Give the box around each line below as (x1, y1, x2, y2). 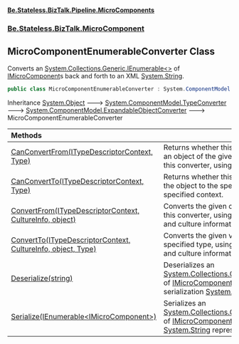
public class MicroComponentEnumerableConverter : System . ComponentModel (7, 85, 231, 93)
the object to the (163, 181, 218, 191)
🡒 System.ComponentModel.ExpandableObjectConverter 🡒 (7, 106, 206, 115)
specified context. (163, 189, 224, 199)
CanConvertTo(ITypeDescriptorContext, (11, 177, 144, 187)
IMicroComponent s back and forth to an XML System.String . (7, 72, 185, 80)
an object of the (163, 152, 216, 162)
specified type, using (163, 239, 234, 249)
